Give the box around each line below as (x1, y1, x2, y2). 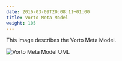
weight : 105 (6, 20, 36, 26)
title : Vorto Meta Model (6, 14, 69, 21)
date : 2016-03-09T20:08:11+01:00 (6, 8, 90, 15)
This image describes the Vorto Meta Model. (6, 37, 117, 44)
